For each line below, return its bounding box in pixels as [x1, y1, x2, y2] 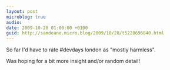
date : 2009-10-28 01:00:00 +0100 [6, 24, 88, 31]
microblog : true [6, 14, 46, 20]
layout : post [6, 8, 38, 15]
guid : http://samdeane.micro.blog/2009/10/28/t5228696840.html [6, 30, 165, 36]
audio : [6, 19, 22, 25]
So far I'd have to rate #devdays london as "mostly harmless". [6, 46, 156, 53]
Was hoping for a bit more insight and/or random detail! [6, 58, 140, 65]
